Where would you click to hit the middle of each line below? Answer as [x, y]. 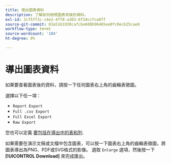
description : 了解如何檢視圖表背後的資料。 [47, 15]
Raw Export [24, 122]
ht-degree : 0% [20, 39]
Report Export [27, 106]
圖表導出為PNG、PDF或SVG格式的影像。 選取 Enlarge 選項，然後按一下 [80, 149]
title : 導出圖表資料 [25, 10]
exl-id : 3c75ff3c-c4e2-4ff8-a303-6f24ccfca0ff [55, 19]
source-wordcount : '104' [32, 34]
